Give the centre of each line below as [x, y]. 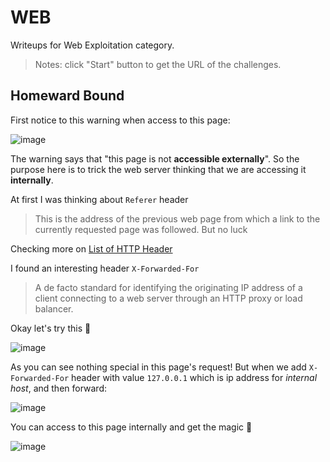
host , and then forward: [59, 388]
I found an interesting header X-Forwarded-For [105, 268]
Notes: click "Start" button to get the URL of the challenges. [158, 64]
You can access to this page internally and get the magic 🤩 [131, 427]
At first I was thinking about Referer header [99, 199]
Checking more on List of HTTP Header [91, 248]
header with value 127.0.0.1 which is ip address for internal [194, 377]
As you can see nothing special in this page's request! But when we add [158, 367]
